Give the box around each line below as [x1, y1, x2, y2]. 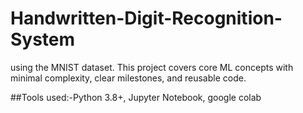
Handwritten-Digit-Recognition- [10, 7, 283, 30]
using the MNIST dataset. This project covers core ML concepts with [10, 61, 294, 73]
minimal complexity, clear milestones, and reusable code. [10, 72, 247, 84]
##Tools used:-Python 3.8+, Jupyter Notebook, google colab [10, 91, 262, 103]
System [10, 28, 76, 51]
